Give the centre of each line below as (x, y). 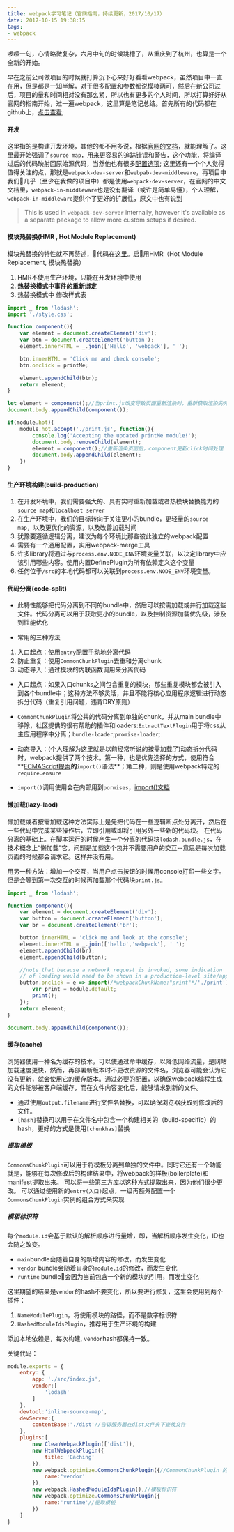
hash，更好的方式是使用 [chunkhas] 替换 (73, 1128)
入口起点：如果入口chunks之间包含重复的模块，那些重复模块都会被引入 (119, 685)
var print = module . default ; (75, 989)
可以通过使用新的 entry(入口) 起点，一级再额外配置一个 (98, 1190)
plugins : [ (34, 1438)
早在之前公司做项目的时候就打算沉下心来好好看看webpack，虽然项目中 (109, 77)
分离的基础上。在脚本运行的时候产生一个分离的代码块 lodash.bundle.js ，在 (115, 839)
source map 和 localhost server (61, 510)
